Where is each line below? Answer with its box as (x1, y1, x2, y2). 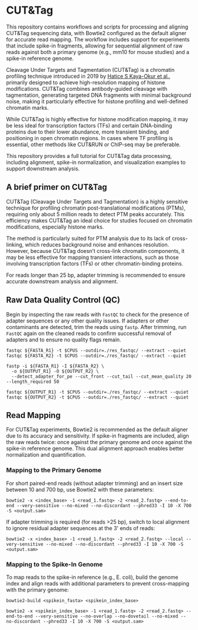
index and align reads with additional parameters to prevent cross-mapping (6, 580, 190, 587)
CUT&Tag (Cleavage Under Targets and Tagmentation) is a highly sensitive (6, 198, 188, 205)
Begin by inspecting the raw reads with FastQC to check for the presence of (6, 311, 189, 318)
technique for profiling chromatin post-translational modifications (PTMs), (6, 204, 186, 211)
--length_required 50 (6, 378, 60, 385)
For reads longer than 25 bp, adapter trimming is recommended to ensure (6, 271, 186, 278)
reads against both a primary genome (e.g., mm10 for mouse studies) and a (6, 48, 190, 55)
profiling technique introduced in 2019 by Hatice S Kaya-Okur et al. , (6, 72, 171, 80)
